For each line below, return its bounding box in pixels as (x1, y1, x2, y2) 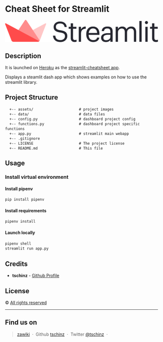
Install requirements (5, 208, 47, 213)
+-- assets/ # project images (9, 107, 114, 112)
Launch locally (5, 229, 35, 235)
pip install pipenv (5, 197, 45, 202)
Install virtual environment (5, 174, 69, 181)
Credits (5, 260, 28, 268)
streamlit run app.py (5, 246, 49, 251)
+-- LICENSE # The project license (9, 141, 125, 146)
